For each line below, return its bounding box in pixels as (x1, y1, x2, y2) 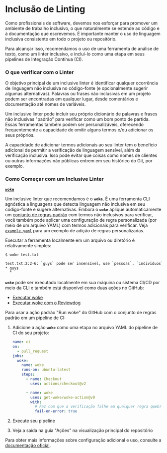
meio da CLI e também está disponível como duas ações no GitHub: (5, 285, 144, 291)
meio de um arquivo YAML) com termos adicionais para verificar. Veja (5, 222, 148, 228)
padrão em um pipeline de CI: (5, 315, 66, 321)
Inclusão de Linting (5, 3, 85, 15)
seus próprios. (5, 132, 35, 138)
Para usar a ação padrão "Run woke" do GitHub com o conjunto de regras (5, 310, 157, 316)
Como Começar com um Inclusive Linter (5, 176, 104, 183)
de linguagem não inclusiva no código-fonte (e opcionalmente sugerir (5, 85, 148, 91)
